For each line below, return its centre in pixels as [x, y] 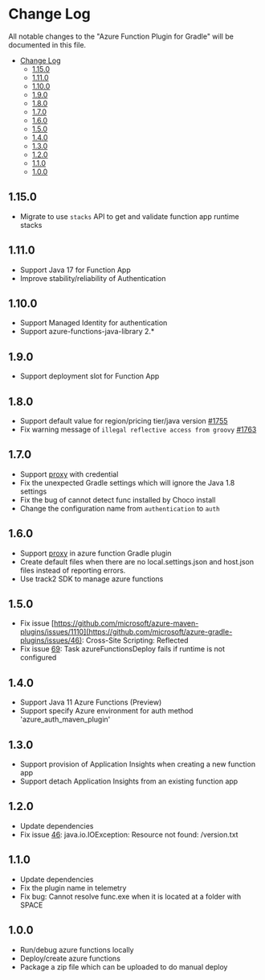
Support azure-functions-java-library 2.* [87, 332]
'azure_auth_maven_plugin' [65, 719]
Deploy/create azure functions [70, 958]
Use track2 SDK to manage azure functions [92, 579]
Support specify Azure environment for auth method [106, 711]
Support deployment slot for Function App [90, 376]
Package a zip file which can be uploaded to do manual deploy [124, 966]
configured [38, 658]
